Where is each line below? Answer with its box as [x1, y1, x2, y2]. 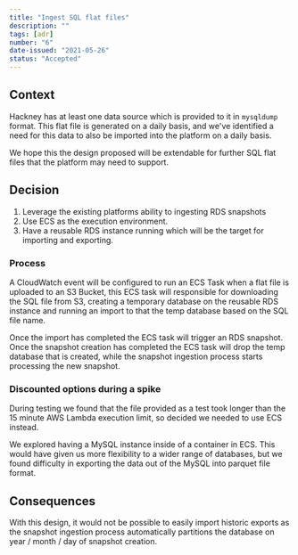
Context [9, 87, 55, 102]
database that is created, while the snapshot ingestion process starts [9, 351, 263, 362]
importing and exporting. [21, 234, 114, 245]
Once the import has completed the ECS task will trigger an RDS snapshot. [9, 331, 284, 343]
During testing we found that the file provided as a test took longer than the [9, 403, 286, 414]
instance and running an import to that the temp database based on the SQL [9, 305, 289, 316]
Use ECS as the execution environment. [21, 216, 169, 226]
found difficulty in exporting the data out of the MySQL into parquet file [9, 458, 270, 469]
